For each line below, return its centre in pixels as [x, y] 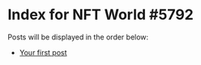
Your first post [43, 52]
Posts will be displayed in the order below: [78, 37]
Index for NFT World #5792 [100, 15]
